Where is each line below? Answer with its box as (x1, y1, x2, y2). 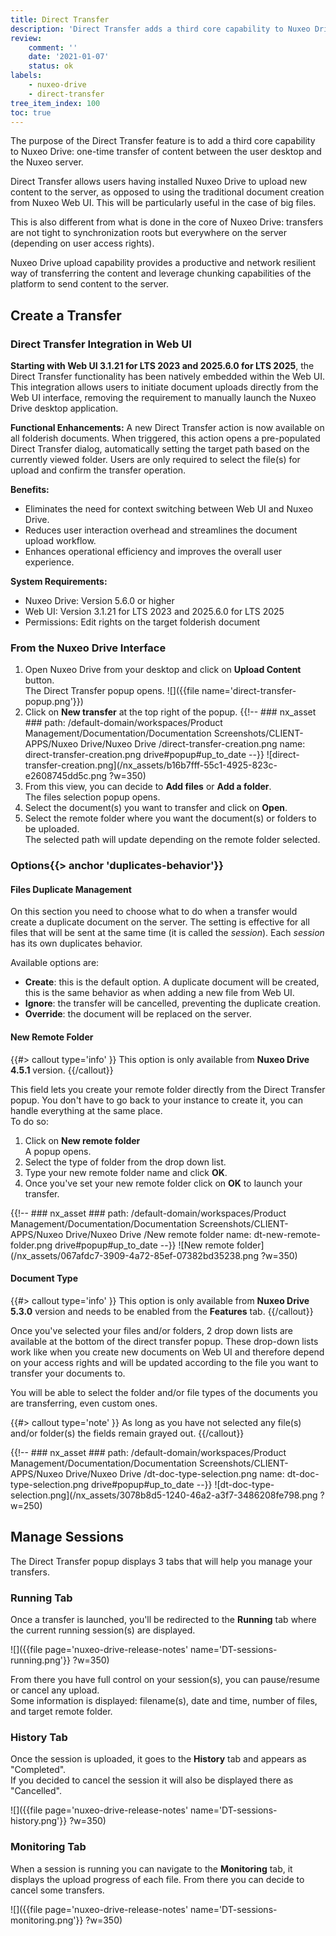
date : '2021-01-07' (28, 52, 110, 62)
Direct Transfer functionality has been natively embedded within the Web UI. (10, 371, 325, 383)
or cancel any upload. (10, 1684, 100, 1696)
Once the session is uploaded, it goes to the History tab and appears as (10, 1753, 307, 1765)
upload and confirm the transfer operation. (10, 464, 187, 476)
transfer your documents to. (10, 1367, 126, 1379)
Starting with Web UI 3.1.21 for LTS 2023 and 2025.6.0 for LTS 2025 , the (10, 360, 315, 372)
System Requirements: (10, 576, 108, 588)
